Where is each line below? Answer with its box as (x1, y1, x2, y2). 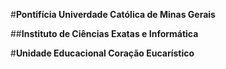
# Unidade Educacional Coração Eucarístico (10, 47, 195, 59)
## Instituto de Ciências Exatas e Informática (10, 28, 199, 39)
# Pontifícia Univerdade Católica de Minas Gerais (10, 9, 216, 20)
